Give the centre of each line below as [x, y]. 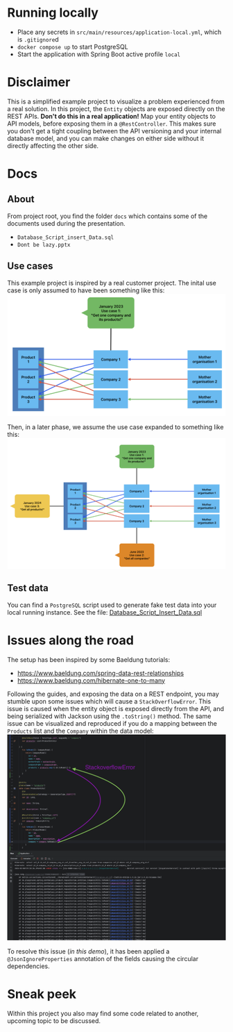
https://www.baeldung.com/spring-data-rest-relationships [101, 673]
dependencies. [28, 966]
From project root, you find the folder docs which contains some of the [107, 216]
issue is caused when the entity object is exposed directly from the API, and [115, 708]
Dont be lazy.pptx [44, 244]
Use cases [30, 266]
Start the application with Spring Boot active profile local [99, 54]
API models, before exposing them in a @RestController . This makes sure [112, 124]
